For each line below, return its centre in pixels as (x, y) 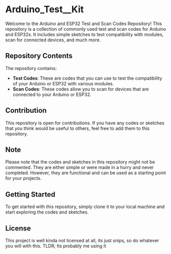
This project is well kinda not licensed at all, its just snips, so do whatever (82, 240)
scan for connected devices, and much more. (53, 40)
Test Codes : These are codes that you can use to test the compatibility (87, 78)
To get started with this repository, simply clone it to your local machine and (85, 207)
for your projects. (23, 178)
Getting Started (30, 194)
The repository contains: (31, 68)
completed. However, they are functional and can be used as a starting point (86, 173)
